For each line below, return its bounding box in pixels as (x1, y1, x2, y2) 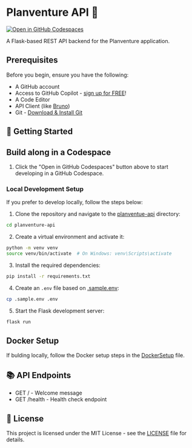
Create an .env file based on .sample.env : (15, 284, 119, 291)
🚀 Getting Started (6, 126, 73, 137)
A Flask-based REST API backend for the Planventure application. (6, 37, 170, 44)
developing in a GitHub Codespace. (15, 170, 104, 177)
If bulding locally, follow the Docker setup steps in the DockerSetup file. (6, 352, 185, 359)
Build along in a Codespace (6, 147, 111, 157)
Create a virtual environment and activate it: (15, 233, 125, 241)
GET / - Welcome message (15, 389, 83, 397)
